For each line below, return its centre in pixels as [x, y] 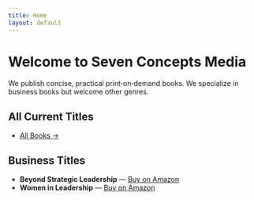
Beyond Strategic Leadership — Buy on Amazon [99, 180]
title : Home [28, 15]
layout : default [35, 23]
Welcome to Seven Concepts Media [127, 62]
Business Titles [47, 160]
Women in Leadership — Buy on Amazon [87, 188]
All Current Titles [51, 116]
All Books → [39, 135]
